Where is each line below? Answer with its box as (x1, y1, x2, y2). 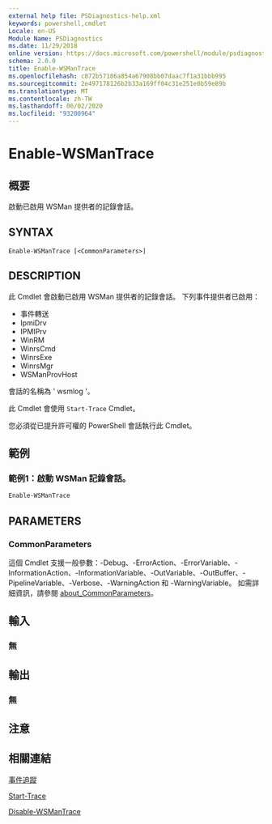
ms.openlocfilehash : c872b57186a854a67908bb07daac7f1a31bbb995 (8, 72, 227, 80)
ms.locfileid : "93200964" (8, 110, 96, 118)
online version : (8, 49, 63, 57)
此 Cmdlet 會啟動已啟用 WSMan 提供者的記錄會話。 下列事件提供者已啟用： (8, 291, 261, 301)
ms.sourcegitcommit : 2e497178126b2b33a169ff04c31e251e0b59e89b (8, 79, 227, 87)
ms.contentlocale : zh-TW (8, 95, 92, 103)
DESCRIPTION (8, 269, 81, 283)
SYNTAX (8, 226, 54, 240)
